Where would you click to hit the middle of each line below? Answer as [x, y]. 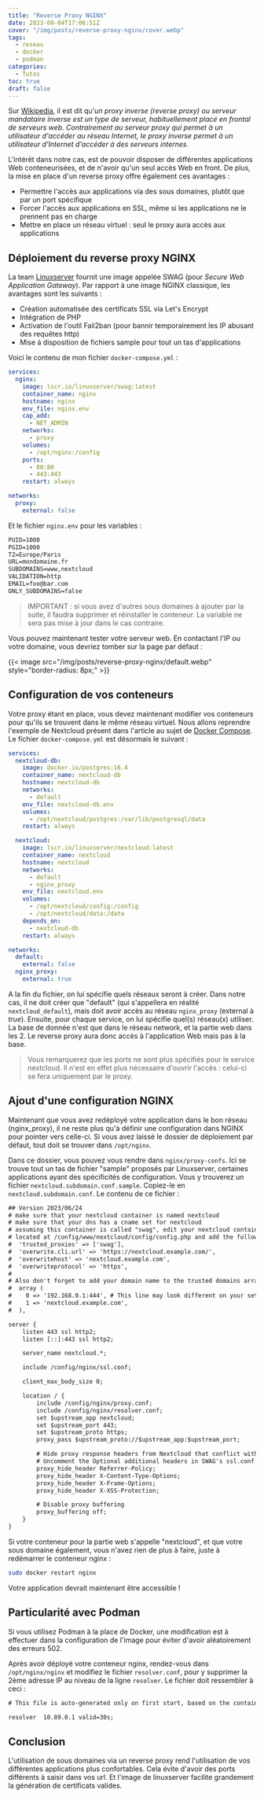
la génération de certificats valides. [65, 1785]
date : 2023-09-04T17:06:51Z [54, 23]
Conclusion [37, 1742]
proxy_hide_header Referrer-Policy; [96, 1468]
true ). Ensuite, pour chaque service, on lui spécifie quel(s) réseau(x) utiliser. [131, 1019]
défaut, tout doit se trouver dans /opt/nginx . [80, 1144]
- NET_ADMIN [48, 423]
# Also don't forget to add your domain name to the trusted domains [125, 1281]
